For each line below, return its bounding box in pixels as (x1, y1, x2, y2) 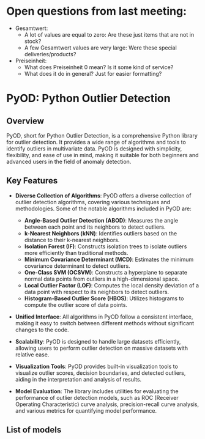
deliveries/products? (24, 50, 76, 57)
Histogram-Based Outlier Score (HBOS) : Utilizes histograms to (24, 295, 184, 302)
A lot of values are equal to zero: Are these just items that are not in (24, 31, 195, 38)
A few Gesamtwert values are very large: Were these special (24, 44, 177, 51)
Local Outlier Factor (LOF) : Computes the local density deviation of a (24, 281, 199, 289)
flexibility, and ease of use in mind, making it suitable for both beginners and (6, 151, 199, 158)
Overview (6, 116, 45, 126)
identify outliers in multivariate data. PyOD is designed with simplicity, (6, 145, 182, 152)
